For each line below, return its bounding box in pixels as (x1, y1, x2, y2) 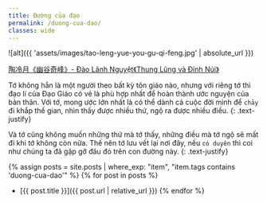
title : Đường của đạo (8, 11, 80, 20)
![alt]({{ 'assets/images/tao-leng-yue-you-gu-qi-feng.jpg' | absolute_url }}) (8, 49, 254, 58)
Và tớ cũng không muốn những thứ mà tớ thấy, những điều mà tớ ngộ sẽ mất (8, 130, 259, 139)
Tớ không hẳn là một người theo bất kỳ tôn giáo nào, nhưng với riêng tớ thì (8, 80, 251, 90)
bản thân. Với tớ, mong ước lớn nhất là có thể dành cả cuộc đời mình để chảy (8, 97, 259, 107)
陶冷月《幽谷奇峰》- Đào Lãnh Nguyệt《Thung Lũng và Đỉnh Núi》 (8, 64, 220, 74)
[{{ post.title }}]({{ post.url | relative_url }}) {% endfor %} (19, 186, 205, 196)
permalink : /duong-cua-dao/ (8, 19, 102, 27)
